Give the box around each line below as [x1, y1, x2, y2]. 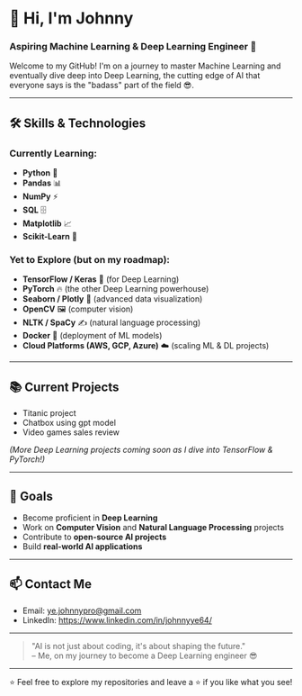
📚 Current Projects [9, 379, 120, 394]
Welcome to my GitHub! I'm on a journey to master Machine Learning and [9, 60, 281, 71]
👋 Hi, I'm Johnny [9, 8, 134, 29]
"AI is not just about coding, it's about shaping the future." [31, 640, 246, 651]
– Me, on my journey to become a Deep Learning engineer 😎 [31, 650, 258, 661]
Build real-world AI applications [22, 541, 143, 552]
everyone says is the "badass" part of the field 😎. [9, 80, 195, 91]
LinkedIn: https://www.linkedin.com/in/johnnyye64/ [22, 614, 213, 625]
